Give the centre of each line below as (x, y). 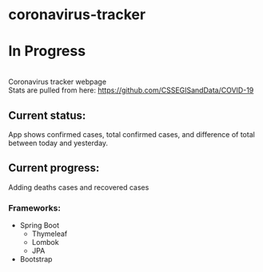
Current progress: (54, 168)
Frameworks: (35, 207)
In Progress (47, 51)
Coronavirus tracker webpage (57, 82)
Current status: (47, 115)
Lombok (45, 242)
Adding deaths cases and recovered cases (79, 187)
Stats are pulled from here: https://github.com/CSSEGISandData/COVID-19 (131, 90)
